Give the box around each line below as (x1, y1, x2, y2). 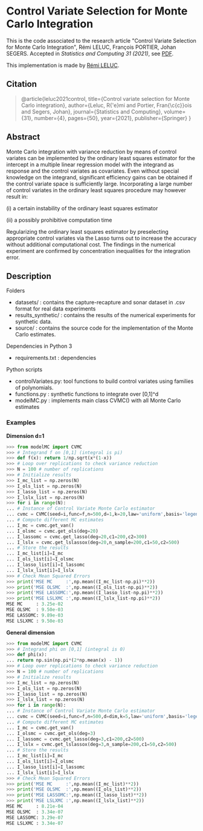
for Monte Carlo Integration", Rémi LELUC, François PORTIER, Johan (6, 43, 176, 51)
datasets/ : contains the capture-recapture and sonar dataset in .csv (14, 299, 185, 306)
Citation (6, 79, 37, 89)
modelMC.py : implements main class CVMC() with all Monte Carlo (14, 397, 181, 404)
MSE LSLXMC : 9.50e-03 (6, 618, 63, 624)
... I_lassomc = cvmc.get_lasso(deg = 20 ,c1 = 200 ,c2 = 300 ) (6, 533, 147, 540)
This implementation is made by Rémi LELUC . (6, 62, 120, 69)
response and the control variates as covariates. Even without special (6, 167, 179, 175)
